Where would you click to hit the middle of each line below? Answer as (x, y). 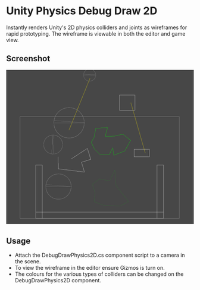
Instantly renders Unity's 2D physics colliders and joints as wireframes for (97, 27)
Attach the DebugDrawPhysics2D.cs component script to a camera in (100, 255)
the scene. (28, 261)
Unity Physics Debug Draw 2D (82, 11)
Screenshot (28, 59)
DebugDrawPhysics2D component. (58, 280)
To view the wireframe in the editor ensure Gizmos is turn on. (90, 267)
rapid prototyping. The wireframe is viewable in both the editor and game (96, 33)
